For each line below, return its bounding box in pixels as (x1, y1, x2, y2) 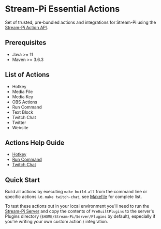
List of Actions (5, 71, 50, 79)
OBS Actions (12, 99, 38, 105)
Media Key (12, 93, 33, 100)
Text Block (12, 109, 33, 115)
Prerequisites (5, 39, 46, 47)
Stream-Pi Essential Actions (5, 3, 120, 15)
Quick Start (5, 176, 40, 184)
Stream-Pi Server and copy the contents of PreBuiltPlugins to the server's (5, 208, 154, 214)
